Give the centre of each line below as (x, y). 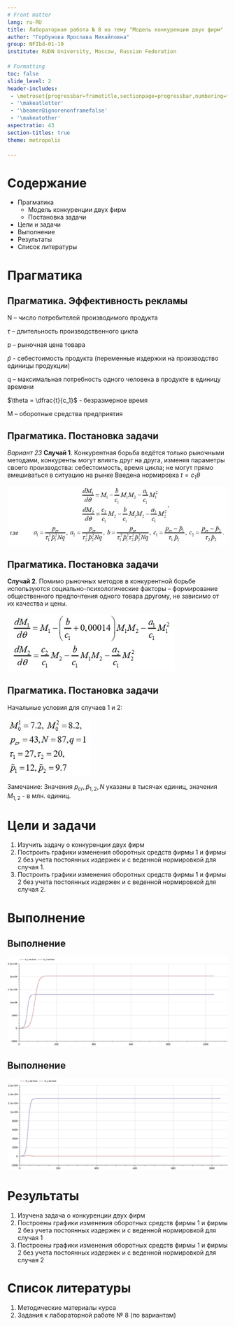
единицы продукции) (39, 366)
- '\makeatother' (35, 118)
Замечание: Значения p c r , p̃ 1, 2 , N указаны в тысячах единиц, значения (113, 787)
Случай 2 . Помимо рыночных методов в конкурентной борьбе (101, 581)
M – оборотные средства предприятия (65, 414)
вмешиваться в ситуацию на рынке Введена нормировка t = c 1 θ (104, 476)
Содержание (47, 183)
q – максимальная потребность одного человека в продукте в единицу (114, 379)
